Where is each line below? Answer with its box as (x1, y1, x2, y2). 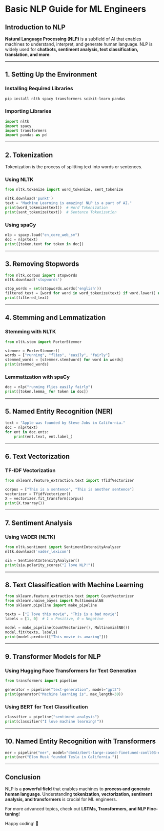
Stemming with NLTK (5, 328, 56, 335)
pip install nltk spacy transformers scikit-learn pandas (5, 96, 125, 101)
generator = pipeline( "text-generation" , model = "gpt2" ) (5, 687, 121, 692)
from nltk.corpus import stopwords (5, 273, 78, 278)
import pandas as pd (5, 132, 47, 138)
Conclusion (5, 773, 41, 781)
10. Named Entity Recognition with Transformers (5, 737, 156, 746)
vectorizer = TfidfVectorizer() (5, 492, 71, 496)
